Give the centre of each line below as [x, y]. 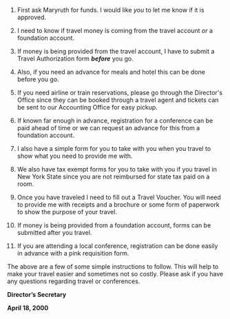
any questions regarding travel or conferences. [74, 281]
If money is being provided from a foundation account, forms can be [114, 225]
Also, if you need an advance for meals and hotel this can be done [111, 72]
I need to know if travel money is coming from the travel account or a [115, 31]
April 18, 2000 [28, 308]
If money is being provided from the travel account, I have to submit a [116, 51]
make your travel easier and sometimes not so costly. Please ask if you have [115, 274]
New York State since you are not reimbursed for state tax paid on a [113, 176]
